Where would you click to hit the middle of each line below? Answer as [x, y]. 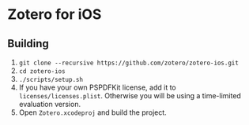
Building [28, 44]
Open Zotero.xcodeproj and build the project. [92, 112]
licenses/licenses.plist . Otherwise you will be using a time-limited [130, 96]
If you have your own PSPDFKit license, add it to [97, 87]
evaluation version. [49, 104]
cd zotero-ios [42, 72]
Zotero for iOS [55, 15]
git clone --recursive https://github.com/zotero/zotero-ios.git [128, 63]
